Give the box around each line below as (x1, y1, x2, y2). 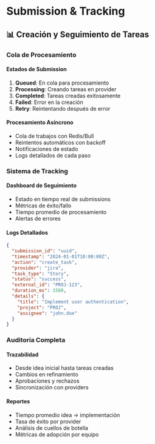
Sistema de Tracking (6, 167, 69, 175)
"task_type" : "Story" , (12, 271, 69, 277)
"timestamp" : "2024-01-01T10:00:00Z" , (12, 254, 111, 260)
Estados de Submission (6, 66, 67, 73)
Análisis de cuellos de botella (15, 424, 88, 431)
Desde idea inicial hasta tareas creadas (15, 364, 114, 372)
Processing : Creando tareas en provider (15, 85, 117, 92)
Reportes (6, 398, 30, 405)
